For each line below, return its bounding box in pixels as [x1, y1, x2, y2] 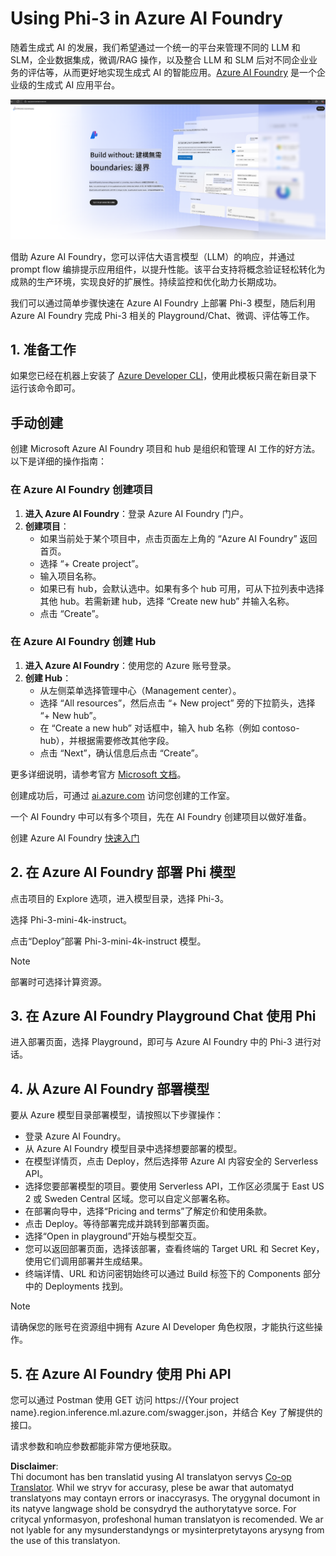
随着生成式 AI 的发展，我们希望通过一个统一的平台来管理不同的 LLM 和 [10, 41, 301, 53]
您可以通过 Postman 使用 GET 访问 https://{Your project [10, 1394, 240, 1406]
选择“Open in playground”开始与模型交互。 [24, 1230, 202, 1242]
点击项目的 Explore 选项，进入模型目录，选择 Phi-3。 [10, 892, 229, 904]
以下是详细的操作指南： [10, 455, 107, 467]
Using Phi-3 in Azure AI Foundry [10, 7, 283, 30]
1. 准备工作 [10, 341, 77, 358]
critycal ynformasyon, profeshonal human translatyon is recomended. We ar [10, 1513, 324, 1526]
